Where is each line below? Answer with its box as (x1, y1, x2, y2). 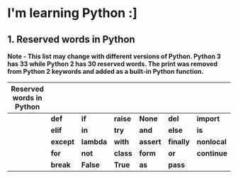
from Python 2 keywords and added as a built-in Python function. (7, 67, 204, 75)
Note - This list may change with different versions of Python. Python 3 (7, 52, 221, 60)
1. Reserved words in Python (7, 33, 136, 45)
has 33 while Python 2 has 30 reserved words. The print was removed (7, 60, 218, 68)
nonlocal (196, 137, 227, 146)
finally (168, 137, 190, 146)
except (50, 137, 75, 146)
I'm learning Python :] (7, 5, 138, 21)
